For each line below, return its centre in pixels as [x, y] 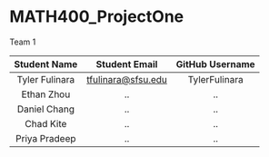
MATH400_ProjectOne [97, 17]
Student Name [46, 64]
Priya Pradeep [45, 138]
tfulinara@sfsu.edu [127, 79]
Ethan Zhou [46, 94]
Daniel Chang [46, 109]
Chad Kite [46, 123]
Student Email [127, 64]
